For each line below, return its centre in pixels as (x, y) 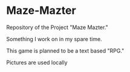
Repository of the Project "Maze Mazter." (57, 27)
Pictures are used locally (37, 62)
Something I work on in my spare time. (54, 39)
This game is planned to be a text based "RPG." (65, 51)
